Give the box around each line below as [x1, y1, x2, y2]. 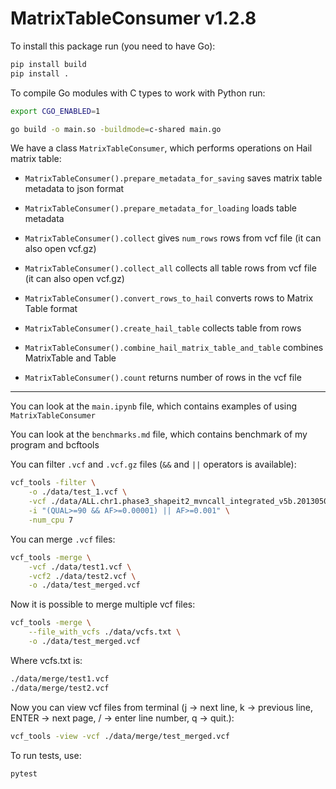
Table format [24, 303, 78, 315]
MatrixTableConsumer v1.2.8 [10, 7, 257, 30]
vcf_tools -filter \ [10, 478, 97, 488]
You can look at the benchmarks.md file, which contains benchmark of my [10, 428, 308, 441]
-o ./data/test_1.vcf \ [28, 487, 128, 497]
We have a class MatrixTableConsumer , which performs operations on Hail [10, 142, 313, 154]
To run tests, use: [10, 749, 82, 761]
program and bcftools [10, 439, 100, 451]
